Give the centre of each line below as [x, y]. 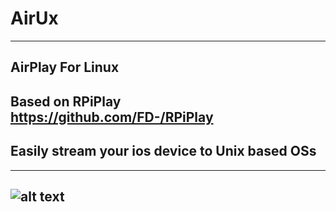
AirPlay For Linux [65, 67]
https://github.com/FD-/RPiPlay [112, 117]
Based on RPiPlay [66, 101]
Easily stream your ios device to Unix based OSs [163, 151]
